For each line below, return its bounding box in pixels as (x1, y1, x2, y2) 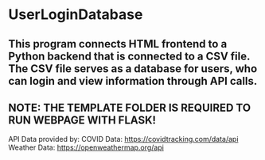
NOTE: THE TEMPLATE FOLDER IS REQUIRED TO (8, 101, 251, 114)
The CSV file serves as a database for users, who (8, 62, 258, 75)
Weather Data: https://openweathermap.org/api (8, 143, 165, 152)
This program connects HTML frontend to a (8, 37, 228, 51)
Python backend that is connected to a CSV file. (8, 49, 251, 63)
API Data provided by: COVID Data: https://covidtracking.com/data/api (8, 135, 239, 144)
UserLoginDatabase (8, 6, 143, 24)
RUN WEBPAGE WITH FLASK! (8, 113, 157, 127)
